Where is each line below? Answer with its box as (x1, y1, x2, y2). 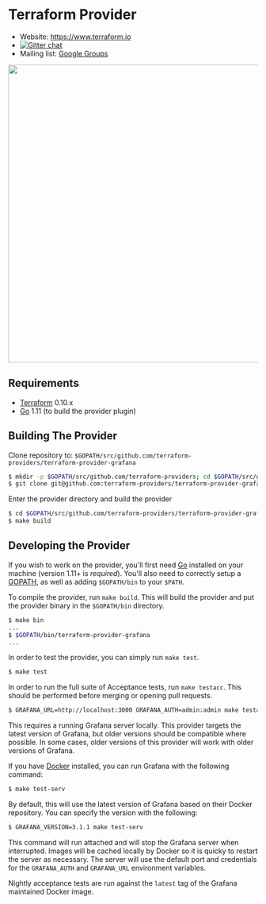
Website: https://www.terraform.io (19, 32, 131, 41)
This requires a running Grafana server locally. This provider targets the (8, 720, 241, 730)
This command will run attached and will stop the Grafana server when (8, 837, 239, 847)
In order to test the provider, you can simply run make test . (8, 653, 199, 663)
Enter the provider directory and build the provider (8, 494, 173, 504)
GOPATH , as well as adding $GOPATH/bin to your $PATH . (8, 577, 184, 586)
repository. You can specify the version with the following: (8, 808, 198, 817)
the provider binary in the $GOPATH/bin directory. (8, 601, 165, 610)
